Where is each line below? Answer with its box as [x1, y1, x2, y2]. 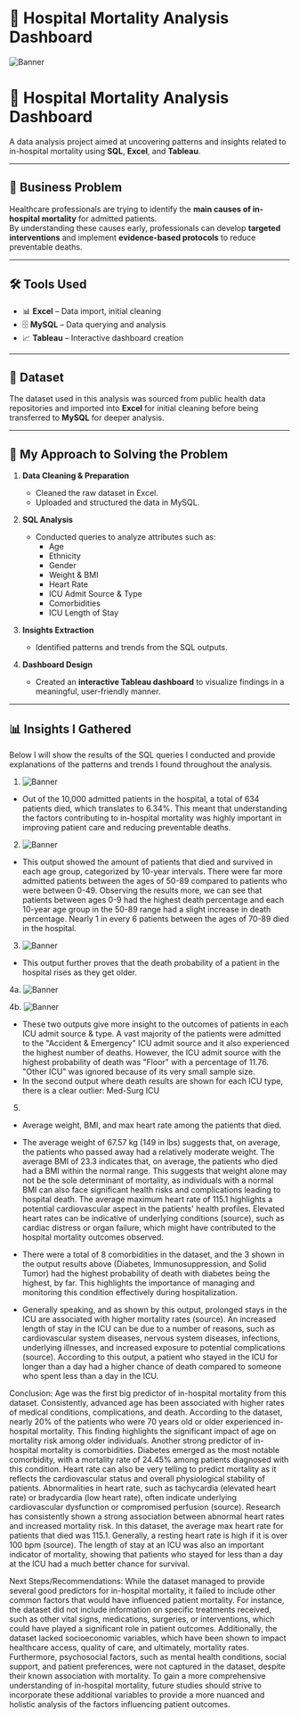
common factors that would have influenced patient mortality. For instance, [9, 1594, 285, 1605]
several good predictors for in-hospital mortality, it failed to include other [9, 1585, 276, 1596]
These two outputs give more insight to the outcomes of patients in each [21, 1019, 289, 1029]
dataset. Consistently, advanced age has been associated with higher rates [9, 1397, 285, 1408]
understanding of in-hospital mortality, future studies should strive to [9, 1680, 263, 1690]
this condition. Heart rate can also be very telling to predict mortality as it [9, 1463, 277, 1474]
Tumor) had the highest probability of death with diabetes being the [21, 1268, 271, 1278]
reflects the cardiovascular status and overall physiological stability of [9, 1473, 265, 1483]
